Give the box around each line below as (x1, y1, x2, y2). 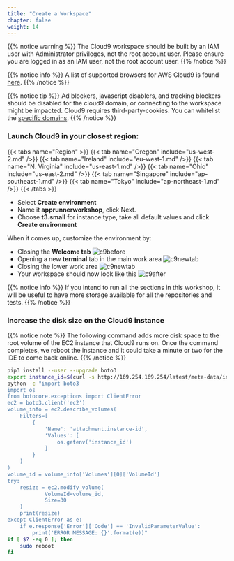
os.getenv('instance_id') (56, 438, 132, 446)
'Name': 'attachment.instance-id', (44, 425, 148, 432)
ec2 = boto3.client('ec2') (7, 400, 86, 407)
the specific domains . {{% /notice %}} (7, 114, 117, 122)
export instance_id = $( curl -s (7, 373, 95, 381)
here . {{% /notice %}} (7, 78, 70, 87)
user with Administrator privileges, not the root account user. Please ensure (7, 50, 224, 58)
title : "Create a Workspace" (7, 10, 92, 17)
